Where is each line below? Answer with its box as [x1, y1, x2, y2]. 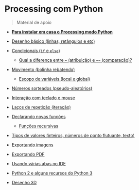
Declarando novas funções [11, 113, 66, 120]
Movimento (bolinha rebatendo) [11, 67, 75, 72]
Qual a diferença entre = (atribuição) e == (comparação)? [18, 57, 132, 63]
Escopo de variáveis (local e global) [18, 76, 90, 82]
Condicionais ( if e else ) [11, 48, 60, 53]
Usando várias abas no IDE [11, 160, 66, 166]
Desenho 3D [11, 179, 37, 185]
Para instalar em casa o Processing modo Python [11, 29, 113, 35]
